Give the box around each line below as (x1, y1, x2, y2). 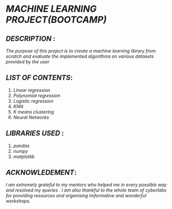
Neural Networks (13, 114, 50, 120)
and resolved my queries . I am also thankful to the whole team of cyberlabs (6, 187, 167, 193)
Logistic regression (13, 98, 54, 104)
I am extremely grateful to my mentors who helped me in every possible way (6, 182, 167, 188)
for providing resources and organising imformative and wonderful (6, 193, 147, 199)
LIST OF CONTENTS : (6, 74, 73, 82)
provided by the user (6, 59, 50, 64)
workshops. (6, 198, 31, 204)
